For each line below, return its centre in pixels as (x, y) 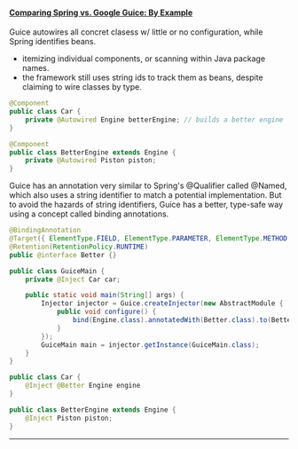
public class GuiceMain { (57, 271)
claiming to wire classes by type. (82, 87)
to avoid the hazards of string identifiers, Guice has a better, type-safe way (146, 205)
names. (35, 68)
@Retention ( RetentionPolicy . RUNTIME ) (79, 247)
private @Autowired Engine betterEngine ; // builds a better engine (154, 120)
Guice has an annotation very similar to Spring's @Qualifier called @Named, (148, 185)
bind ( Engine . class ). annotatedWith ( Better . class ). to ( (172, 320)
